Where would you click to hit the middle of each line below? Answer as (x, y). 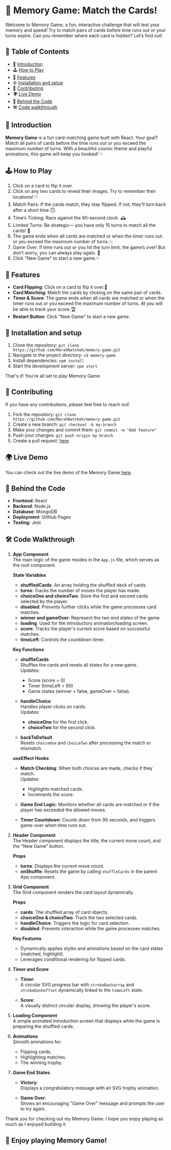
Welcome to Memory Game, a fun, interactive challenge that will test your (82, 25)
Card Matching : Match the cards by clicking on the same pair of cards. (87, 293)
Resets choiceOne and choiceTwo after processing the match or (86, 743)
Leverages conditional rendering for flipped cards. (73, 960)
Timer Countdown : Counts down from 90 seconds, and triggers (88, 820)
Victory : (29, 1083)
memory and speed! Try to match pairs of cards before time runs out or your (86, 30)
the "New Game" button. (39, 846)
